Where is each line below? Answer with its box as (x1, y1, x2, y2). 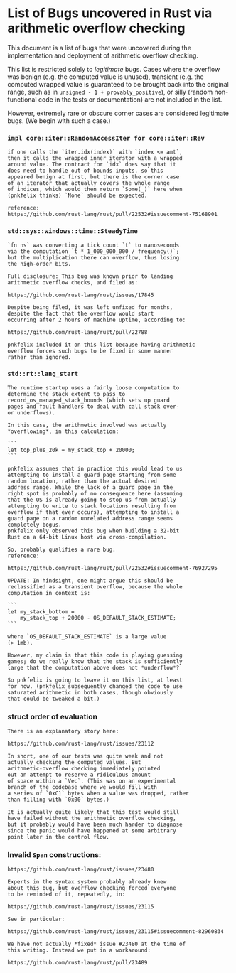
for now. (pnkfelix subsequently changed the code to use (7, 682, 183, 690)
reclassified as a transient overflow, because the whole (7, 583, 183, 591)
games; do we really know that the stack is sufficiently (7, 657, 183, 665)
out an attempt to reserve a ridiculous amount (7, 771, 151, 779)
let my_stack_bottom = (7, 608, 75, 615)
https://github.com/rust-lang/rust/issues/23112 (7, 741, 154, 748)
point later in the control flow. (7, 834, 110, 841)
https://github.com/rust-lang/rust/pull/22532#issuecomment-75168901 (7, 211, 218, 218)
